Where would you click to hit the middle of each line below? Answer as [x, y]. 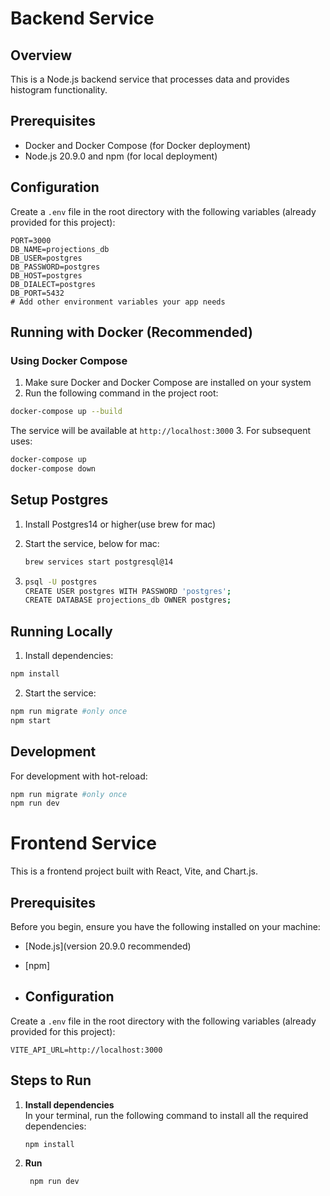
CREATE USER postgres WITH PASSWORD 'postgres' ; [128, 591]
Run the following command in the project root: [121, 393]
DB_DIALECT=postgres [53, 284]
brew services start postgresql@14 [99, 562]
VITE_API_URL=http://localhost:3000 [86, 1050]
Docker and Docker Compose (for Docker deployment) [138, 145]
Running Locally [61, 631]
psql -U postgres [61, 582]
